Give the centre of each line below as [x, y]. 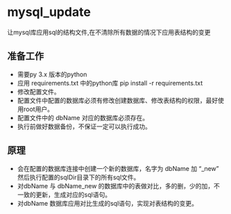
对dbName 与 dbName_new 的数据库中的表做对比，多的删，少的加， [115, 186]
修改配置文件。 [38, 92]
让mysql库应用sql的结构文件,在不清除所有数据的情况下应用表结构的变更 [109, 32]
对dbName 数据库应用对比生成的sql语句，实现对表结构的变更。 [108, 203]
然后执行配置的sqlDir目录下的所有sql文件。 [78, 177]
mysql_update [49, 12]
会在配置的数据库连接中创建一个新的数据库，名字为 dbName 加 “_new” [118, 168]
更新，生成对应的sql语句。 [74, 195]
